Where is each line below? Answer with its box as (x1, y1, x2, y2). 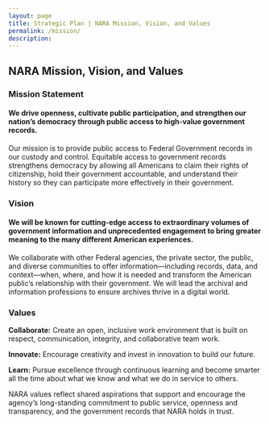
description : (8, 34, 52, 43)
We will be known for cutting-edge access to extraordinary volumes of (8, 218, 250, 227)
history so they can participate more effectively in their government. (8, 177, 234, 187)
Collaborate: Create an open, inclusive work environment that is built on (8, 326, 248, 335)
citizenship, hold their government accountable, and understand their (8, 168, 238, 178)
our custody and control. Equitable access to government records (8, 152, 227, 161)
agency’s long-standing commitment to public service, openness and (8, 398, 238, 408)
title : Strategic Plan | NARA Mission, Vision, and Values (8, 19, 211, 27)
